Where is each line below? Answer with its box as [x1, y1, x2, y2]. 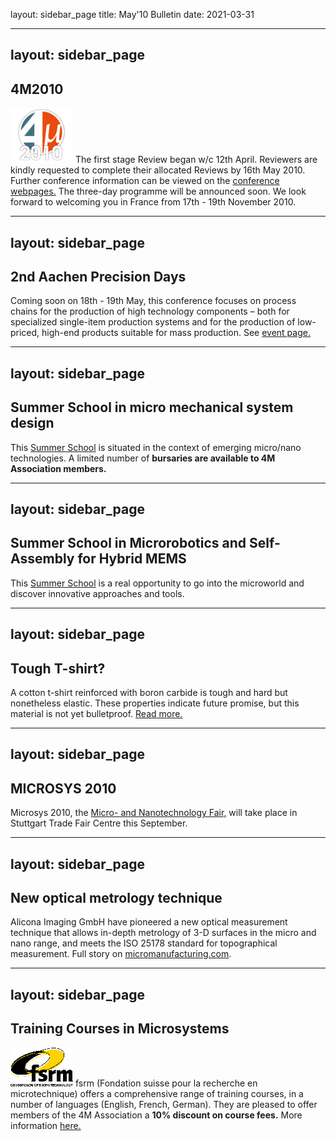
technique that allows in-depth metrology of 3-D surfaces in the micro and [10, 927, 317, 939]
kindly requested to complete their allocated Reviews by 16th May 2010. [10, 164, 306, 176]
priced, [10, 327, 40, 339]
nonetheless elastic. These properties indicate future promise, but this [10, 697, 300, 709]
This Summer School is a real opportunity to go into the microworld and [10, 577, 305, 589]
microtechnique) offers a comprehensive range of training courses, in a [10, 1087, 304, 1099]
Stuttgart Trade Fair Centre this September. [10, 817, 188, 829]
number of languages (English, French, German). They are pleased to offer [10, 1098, 318, 1110]
